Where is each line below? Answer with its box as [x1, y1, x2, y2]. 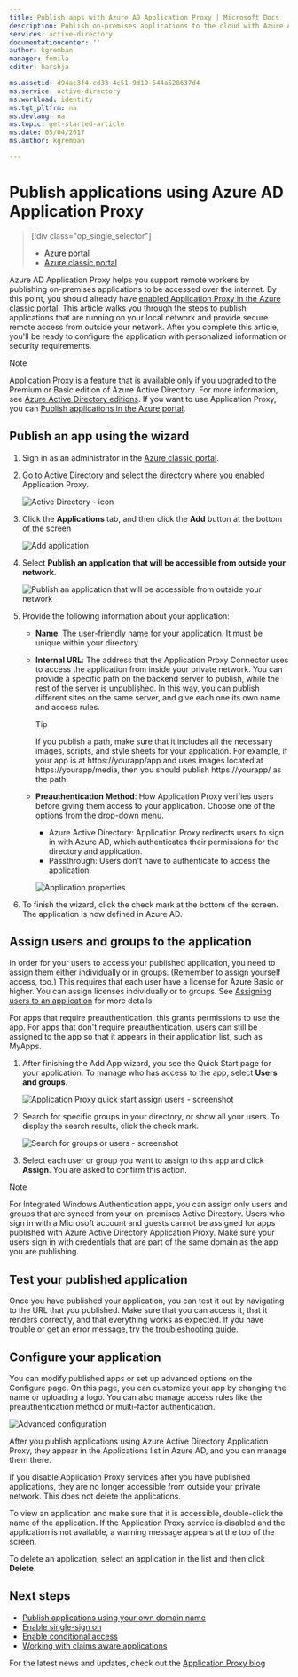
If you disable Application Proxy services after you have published [9, 1472, 251, 1483]
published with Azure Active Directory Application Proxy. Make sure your [9, 1227, 275, 1238]
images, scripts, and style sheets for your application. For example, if [35, 745, 288, 755]
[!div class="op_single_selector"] [30, 230, 153, 241]
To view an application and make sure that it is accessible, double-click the [9, 1508, 284, 1519]
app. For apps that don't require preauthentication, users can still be [9, 1022, 258, 1032]
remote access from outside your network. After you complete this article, [9, 321, 279, 332]
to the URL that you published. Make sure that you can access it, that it [9, 1305, 268, 1316]
